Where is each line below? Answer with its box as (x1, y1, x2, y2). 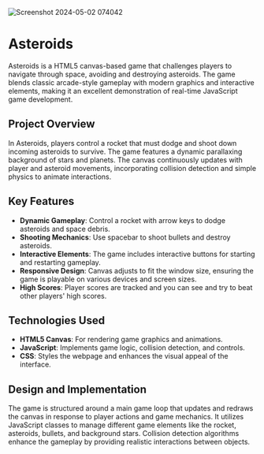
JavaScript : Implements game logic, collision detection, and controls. (19, 343, 246, 352)
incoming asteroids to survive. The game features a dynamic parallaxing (8, 147, 243, 156)
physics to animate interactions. (8, 172, 112, 181)
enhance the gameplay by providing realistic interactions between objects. (8, 437, 251, 447)
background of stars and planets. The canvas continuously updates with (8, 154, 243, 165)
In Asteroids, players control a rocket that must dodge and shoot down (8, 138, 237, 147)
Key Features (8, 195, 75, 208)
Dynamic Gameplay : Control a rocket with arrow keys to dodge (19, 215, 226, 225)
